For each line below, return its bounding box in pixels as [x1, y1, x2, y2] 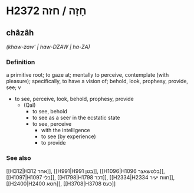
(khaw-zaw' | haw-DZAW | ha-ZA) [6, 43, 90, 50]
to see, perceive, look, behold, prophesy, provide [14, 96, 134, 103]
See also [6, 154, 31, 162]
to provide [41, 139, 66, 146]
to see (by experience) [41, 133, 96, 140]
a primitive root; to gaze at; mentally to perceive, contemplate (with [6, 71, 169, 78]
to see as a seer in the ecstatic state [32, 114, 120, 122]
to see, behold [32, 108, 68, 115]
